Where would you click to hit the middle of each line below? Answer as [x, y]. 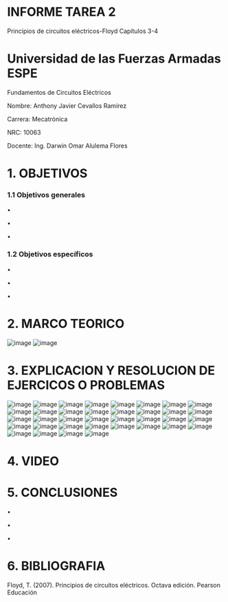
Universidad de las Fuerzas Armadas [114, 59]
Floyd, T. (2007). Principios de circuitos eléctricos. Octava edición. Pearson [114, 585]
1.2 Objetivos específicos [50, 254]
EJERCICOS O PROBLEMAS [86, 385]
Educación [22, 592]
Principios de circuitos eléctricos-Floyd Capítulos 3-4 [83, 31]
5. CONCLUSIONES [62, 492]
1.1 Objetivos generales [46, 194]
